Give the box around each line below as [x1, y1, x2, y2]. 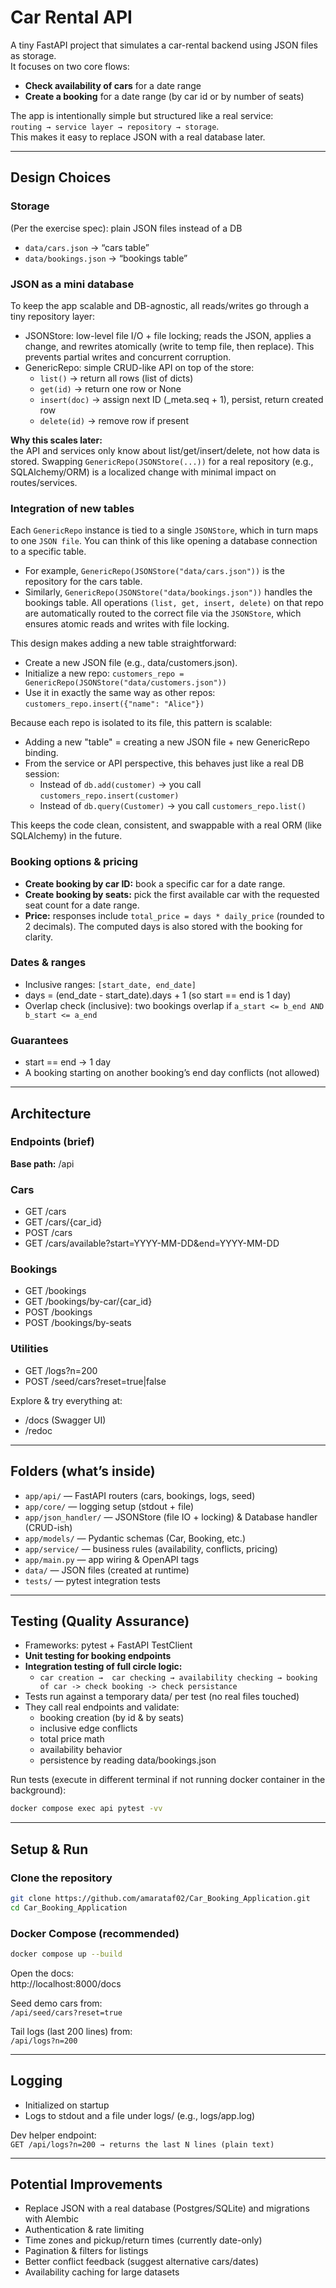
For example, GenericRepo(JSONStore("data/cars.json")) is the [24, 565, 285, 577]
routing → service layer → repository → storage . [10, 120, 220, 132]
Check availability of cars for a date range [24, 79, 202, 91]
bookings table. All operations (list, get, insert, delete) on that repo [24, 597, 324, 609]
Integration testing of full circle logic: [24, 1661, 183, 1673]
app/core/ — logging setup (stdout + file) [24, 1500, 195, 1512]
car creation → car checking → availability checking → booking [39, 1673, 318, 1683]
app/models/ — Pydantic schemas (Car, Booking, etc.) [24, 1532, 247, 1544]
